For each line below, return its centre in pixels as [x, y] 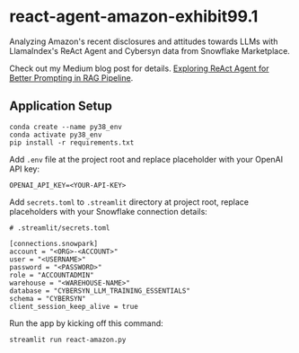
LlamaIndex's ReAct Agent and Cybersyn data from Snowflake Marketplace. [149, 50]
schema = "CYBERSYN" [48, 298]
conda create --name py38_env [66, 127]
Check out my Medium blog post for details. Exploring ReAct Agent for [139, 68]
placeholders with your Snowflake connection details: [109, 211]
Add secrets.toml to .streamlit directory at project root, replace [129, 202]
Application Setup [61, 106]
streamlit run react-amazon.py [68, 340]
